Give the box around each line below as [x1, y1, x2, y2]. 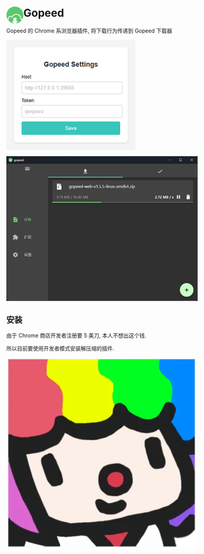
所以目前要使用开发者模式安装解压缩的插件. [6, 344, 115, 352]
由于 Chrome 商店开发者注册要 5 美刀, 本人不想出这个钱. [6, 332, 147, 339]
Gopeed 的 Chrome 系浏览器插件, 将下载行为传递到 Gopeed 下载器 [6, 27, 172, 34]
